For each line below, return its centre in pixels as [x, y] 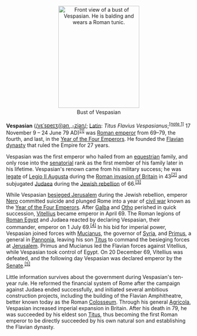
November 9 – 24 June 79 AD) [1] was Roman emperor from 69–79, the [91, 132]
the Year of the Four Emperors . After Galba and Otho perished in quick [91, 207]
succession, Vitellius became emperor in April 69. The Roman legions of [93, 214]
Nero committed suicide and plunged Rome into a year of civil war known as [98, 201]
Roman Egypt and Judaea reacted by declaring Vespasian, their [83, 220]
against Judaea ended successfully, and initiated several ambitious [87, 289]
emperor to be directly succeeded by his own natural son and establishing [96, 320]
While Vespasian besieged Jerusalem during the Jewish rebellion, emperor [97, 195]
